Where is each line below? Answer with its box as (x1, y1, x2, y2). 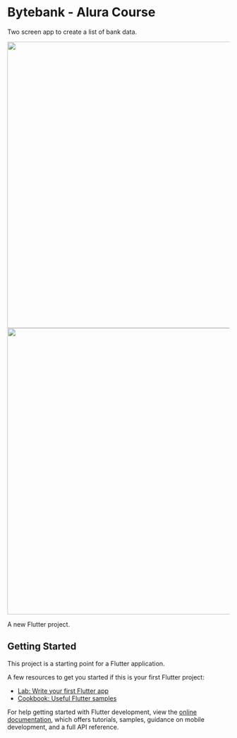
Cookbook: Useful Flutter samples (17, 694, 117, 702)
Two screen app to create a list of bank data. (7, 27, 138, 36)
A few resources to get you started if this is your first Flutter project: (7, 672, 205, 681)
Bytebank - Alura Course (7, 4, 156, 20)
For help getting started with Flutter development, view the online (7, 708, 197, 716)
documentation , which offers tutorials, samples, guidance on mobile (7, 715, 205, 723)
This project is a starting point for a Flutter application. (7, 659, 165, 668)
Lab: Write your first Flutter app (17, 687, 109, 695)
